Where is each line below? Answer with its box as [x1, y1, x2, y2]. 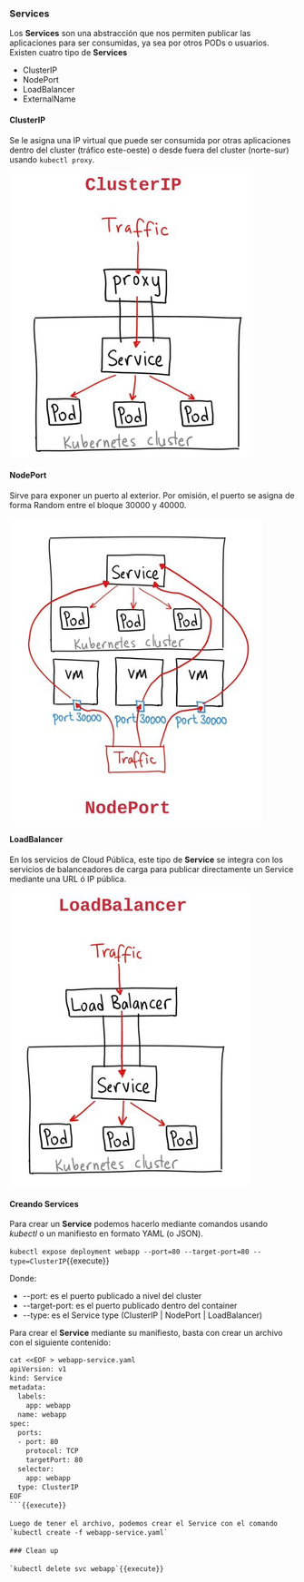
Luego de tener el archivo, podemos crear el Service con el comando [9, 1519, 279, 1528]
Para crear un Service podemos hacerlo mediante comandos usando [9, 1219, 269, 1230]
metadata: [9, 1383, 47, 1392]
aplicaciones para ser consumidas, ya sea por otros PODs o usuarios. [9, 37, 270, 48]
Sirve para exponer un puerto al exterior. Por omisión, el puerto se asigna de [9, 489, 295, 501]
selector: [17, 1465, 54, 1474]
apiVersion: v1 [9, 1365, 67, 1374]
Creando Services [9, 1198, 79, 1209]
